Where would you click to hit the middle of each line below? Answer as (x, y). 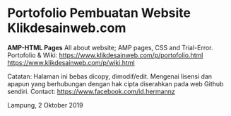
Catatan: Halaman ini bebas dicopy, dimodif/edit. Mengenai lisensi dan (110, 76)
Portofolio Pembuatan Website (99, 13)
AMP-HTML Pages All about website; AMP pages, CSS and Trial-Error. (110, 47)
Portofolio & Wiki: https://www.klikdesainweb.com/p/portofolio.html (105, 55)
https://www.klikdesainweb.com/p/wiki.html (71, 62)
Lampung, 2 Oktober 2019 (45, 105)
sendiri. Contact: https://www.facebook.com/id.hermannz (91, 91)
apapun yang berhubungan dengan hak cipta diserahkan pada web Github (115, 83)
